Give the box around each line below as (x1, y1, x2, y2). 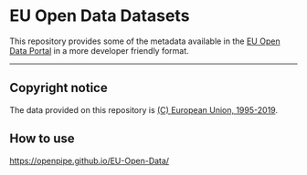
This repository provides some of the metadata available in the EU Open (9, 36, 281, 46)
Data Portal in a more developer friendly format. (9, 45, 189, 56)
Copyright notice (9, 80, 108, 96)
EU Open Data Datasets (9, 5, 190, 26)
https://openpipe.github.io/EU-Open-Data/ (9, 155, 170, 166)
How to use (9, 131, 75, 147)
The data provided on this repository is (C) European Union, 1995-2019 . (9, 104, 279, 115)
